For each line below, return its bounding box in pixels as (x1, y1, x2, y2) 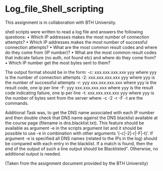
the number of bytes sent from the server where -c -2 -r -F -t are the (5, 95, 143, 101)
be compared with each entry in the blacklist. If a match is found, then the (5, 140, 153, 146)
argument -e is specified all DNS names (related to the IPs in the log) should (5, 135, 157, 141)
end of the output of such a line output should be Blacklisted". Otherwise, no (5, 146, 158, 152)
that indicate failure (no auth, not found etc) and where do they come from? (5, 54, 156, 60)
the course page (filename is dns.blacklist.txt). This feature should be (5, 120, 145, 126)
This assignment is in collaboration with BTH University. (5, 19, 117, 25)
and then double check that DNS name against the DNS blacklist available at (5, 115, 158, 120)
